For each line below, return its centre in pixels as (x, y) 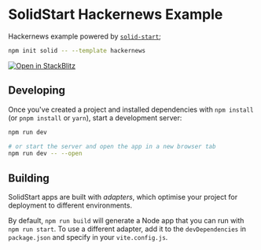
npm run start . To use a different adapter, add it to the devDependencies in (127, 229)
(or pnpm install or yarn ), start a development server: (95, 118)
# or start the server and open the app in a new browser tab (112, 146)
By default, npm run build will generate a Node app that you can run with (126, 221)
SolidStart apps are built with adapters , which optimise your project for (123, 197)
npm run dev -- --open (45, 154)
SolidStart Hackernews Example (116, 15)
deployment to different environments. (70, 205)
